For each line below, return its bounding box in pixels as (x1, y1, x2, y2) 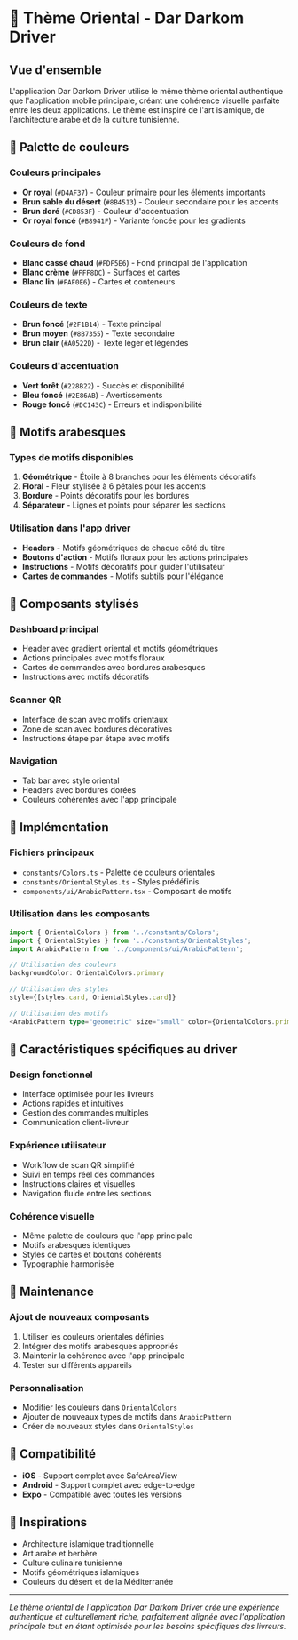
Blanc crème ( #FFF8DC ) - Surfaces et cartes (21, 267, 181, 277)
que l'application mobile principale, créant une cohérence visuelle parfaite (9, 95, 281, 106)
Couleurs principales (9, 166, 102, 179)
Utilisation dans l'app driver (9, 522, 131, 534)
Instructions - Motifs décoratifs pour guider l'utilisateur (21, 561, 225, 572)
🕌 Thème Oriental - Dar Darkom (9, 8, 245, 28)
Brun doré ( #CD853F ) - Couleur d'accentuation (21, 205, 189, 216)
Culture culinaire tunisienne (21, 1557, 122, 1568)
